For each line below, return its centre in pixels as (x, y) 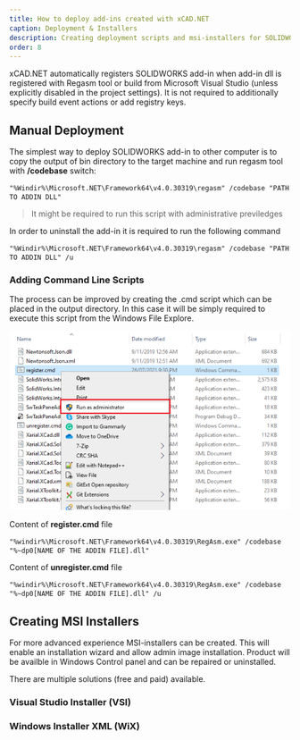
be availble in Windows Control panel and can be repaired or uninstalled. (143, 662)
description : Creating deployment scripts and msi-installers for (135, 38)
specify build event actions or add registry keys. (98, 102)
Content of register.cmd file (61, 525)
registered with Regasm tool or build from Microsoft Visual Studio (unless (144, 83)
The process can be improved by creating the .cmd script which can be (141, 299)
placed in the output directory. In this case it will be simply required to (137, 309)
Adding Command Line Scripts (77, 280)
